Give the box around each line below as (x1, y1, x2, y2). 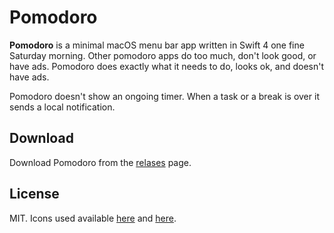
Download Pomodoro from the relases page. (9, 156, 192, 168)
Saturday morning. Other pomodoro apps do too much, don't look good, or (9, 49, 317, 61)
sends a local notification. (9, 101, 116, 113)
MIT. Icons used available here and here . (9, 212, 177, 224)
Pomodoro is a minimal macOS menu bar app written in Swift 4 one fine (9, 39, 305, 51)
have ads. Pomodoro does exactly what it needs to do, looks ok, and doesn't (9, 60, 325, 72)
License (9, 186, 60, 203)
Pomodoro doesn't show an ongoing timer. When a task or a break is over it (9, 90, 320, 102)
